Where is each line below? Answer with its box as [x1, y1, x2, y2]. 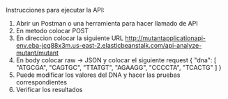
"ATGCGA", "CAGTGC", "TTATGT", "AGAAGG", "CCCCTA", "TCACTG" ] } [15, 64, 222, 71]
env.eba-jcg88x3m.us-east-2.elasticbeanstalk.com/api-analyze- [15, 42, 202, 49]
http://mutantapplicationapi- [125, 34, 206, 42]
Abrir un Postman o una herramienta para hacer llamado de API [15, 19, 199, 27]
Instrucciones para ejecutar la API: [6, 6, 105, 14]
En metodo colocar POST [15, 27, 89, 35]
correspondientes [15, 78, 67, 86]
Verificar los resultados [15, 86, 83, 93]
